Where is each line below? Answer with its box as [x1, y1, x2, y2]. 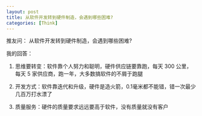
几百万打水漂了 [14, 91, 52, 98]
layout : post [6, 8, 39, 15]
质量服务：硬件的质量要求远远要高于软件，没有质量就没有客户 [14, 103, 169, 111]
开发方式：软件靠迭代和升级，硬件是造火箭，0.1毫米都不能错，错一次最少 [14, 83, 196, 90]
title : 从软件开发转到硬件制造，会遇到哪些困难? [6, 14, 113, 20]
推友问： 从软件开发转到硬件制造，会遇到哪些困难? [6, 37, 133, 44]
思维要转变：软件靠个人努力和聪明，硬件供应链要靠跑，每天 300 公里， [14, 63, 192, 70]
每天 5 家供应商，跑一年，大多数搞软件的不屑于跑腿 [14, 70, 143, 78]
